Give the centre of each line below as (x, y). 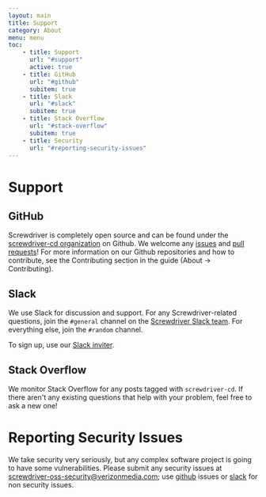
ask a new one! (33, 406)
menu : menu (26, 38)
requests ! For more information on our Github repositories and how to (122, 252)
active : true (51, 67)
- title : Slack (47, 97)
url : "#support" (56, 60)
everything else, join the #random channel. (76, 330)
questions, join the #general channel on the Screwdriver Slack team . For (125, 321)
